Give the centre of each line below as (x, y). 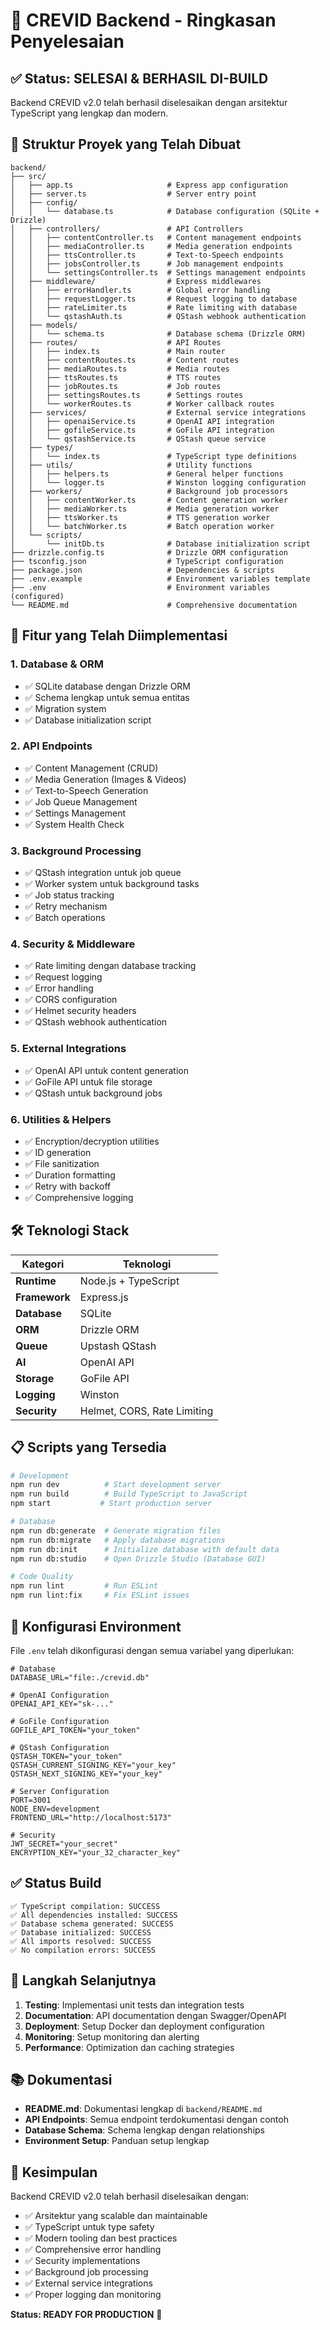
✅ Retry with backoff (68, 1186)
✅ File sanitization (62, 1163)
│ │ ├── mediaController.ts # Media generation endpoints (151, 246)
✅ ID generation (58, 1152)
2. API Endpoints (51, 746)
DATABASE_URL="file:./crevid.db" (80, 1677)
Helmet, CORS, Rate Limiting (146, 1411)
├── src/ (28, 176)
